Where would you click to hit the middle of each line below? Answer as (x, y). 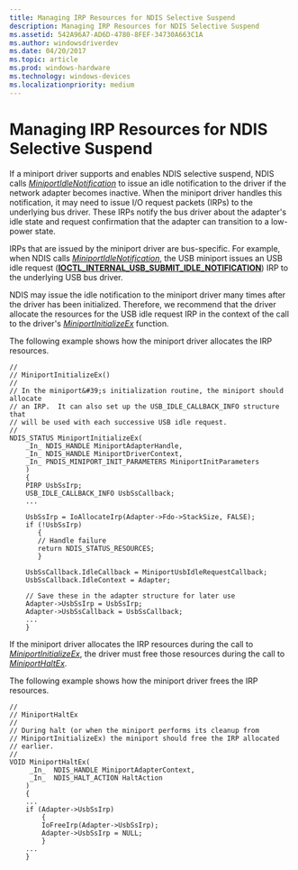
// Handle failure (72, 540)
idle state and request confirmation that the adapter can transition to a (140, 221)
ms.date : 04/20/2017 (48, 51)
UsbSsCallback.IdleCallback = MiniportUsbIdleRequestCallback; (147, 572)
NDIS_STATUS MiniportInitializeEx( (76, 438)
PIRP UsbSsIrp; (54, 485)
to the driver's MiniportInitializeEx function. (89, 323)
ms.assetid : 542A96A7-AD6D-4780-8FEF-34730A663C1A (106, 34)
